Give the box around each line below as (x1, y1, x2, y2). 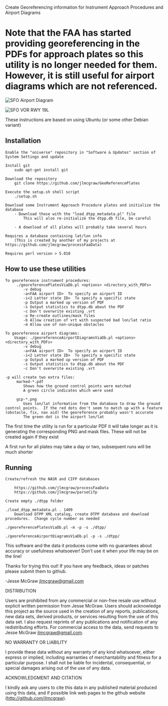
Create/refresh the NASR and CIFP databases (5, 477, 100, 482)
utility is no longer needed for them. (5, 59, 157, 71)
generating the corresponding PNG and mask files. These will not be (5, 428, 147, 434)
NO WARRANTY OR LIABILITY (5, 639, 68, 645)
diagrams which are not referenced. (5, 80, 158, 92)
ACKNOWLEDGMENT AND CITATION (5, 675, 82, 681)
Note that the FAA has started (5, 27, 131, 39)
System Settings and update (5, 154, 64, 159)
